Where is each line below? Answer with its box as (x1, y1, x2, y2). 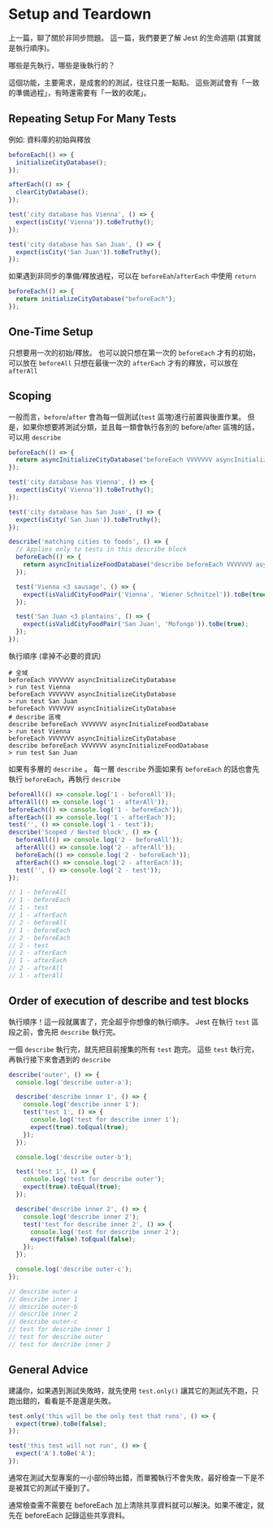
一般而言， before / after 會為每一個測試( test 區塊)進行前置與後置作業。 (8, 412, 246, 422)
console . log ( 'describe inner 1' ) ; (23, 1101, 140, 1109)
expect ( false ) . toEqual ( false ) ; (29, 1235, 136, 1244)
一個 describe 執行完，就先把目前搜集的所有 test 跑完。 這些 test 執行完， (8, 1044, 259, 1054)
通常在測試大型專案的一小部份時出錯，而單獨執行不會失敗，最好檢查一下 (8, 1473, 250, 1482)
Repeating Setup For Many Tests (8, 112, 177, 126)
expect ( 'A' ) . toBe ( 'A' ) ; (15, 1450, 96, 1458)
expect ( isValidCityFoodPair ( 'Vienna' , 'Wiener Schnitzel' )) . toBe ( (23, 590, 253, 598)
